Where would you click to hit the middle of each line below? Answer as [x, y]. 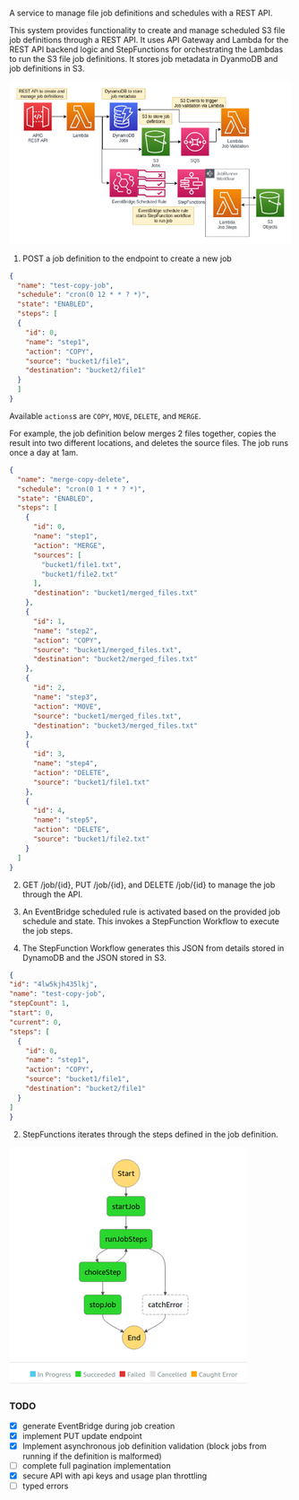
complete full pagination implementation [97, 1465]
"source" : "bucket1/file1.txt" [91, 782]
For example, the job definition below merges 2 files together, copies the [143, 433]
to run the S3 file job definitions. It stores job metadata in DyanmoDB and [144, 59]
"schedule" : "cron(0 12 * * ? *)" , [84, 295]
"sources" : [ [57, 555]
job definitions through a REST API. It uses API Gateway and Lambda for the [149, 40]
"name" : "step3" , [65, 697]
